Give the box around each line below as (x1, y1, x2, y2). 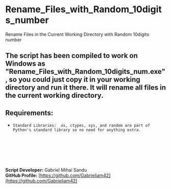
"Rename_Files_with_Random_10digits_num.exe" (5, 67, 166, 76)
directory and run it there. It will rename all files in (5, 83, 166, 92)
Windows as (5, 60, 45, 68)
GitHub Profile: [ (5, 172, 41, 179)
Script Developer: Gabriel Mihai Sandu (5, 167, 87, 173)
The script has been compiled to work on (5, 51, 138, 60)
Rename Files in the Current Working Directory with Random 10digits (5, 31, 150, 37)
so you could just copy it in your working (9, 75, 140, 84)
